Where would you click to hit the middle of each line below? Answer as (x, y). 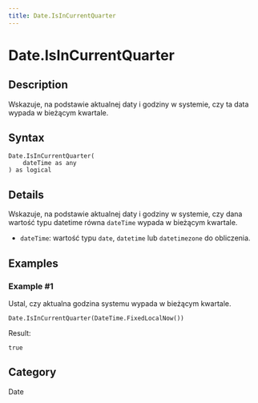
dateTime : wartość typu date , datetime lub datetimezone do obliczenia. (135, 238)
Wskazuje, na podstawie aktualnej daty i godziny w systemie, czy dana (125, 214)
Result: (20, 332)
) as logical (30, 170)
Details (26, 194)
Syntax (26, 138)
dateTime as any (50, 163)
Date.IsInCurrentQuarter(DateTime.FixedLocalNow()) (96, 318)
